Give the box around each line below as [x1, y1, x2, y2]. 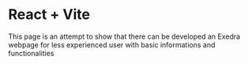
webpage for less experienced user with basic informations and [8, 40, 216, 49]
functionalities [8, 48, 54, 58]
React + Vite [8, 6, 91, 24]
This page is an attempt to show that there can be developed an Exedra [8, 32, 241, 41]
